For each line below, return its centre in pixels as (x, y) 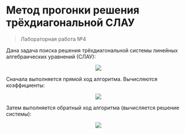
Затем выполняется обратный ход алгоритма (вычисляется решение (93, 108)
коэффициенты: (25, 85)
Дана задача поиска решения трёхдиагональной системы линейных (92, 50)
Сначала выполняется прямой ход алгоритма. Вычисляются (82, 79)
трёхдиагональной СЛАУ (71, 23)
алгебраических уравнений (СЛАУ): (51, 56)
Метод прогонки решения (73, 10)
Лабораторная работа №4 (53, 39)
